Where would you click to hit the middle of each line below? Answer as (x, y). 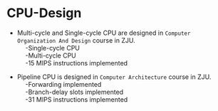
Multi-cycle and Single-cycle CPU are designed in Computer (104, 33)
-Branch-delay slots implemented (74, 92)
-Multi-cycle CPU (51, 55)
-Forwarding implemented (63, 84)
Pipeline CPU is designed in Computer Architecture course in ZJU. (114, 77)
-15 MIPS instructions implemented (77, 63)
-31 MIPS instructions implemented (77, 99)
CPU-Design (44, 13)
